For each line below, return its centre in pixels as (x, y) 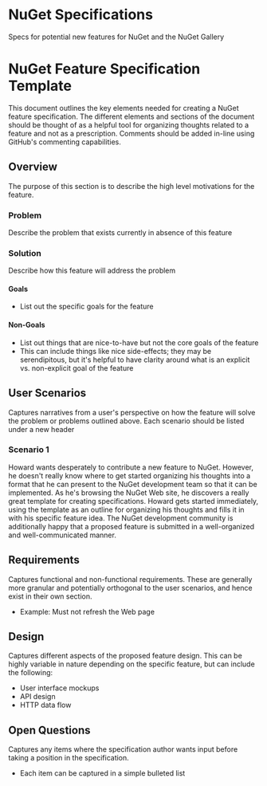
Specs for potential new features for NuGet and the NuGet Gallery (116, 37)
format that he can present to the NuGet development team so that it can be (133, 484)
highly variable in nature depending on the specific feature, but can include (132, 664)
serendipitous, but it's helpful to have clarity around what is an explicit (135, 360)
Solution (25, 253)
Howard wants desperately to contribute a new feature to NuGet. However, (131, 467)
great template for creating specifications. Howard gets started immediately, (133, 501)
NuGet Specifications (81, 15)
